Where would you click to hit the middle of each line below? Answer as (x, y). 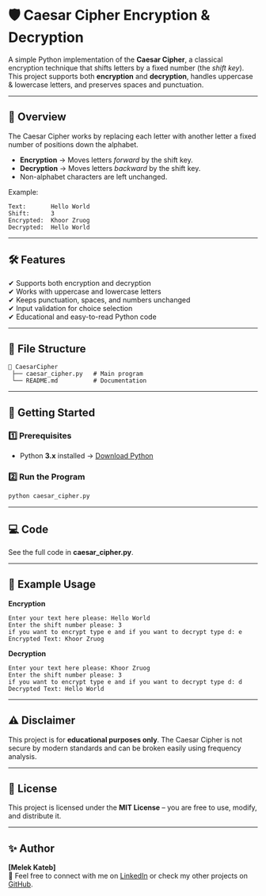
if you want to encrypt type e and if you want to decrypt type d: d (125, 681)
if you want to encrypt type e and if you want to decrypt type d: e (125, 632)
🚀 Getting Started (52, 412)
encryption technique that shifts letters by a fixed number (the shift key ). (126, 67)
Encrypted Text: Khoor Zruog (56, 639)
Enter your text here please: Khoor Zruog (79, 668)
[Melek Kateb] (32, 868)
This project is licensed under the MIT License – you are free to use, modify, (133, 807)
